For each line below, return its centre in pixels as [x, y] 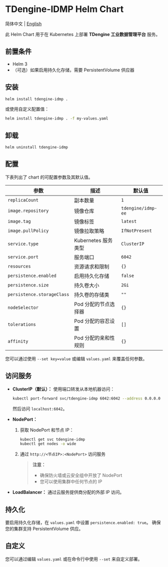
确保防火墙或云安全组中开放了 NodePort [81, 475]
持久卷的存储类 [92, 294]
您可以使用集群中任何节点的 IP [71, 481]
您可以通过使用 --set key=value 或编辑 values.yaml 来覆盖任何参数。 [76, 358]
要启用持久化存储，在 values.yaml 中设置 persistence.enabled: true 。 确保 [83, 522]
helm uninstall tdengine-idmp [37, 147]
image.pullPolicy [28, 230]
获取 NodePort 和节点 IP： [47, 430]
